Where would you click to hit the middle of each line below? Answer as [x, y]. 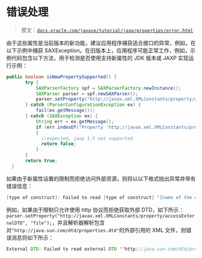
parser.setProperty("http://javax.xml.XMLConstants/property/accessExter [101, 216]
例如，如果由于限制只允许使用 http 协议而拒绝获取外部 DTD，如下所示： [95, 210]
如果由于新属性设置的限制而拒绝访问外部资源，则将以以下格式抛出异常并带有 [101, 179]
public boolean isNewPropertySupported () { [62, 77]
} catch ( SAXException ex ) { [61, 116]
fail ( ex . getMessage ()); [66, 111]
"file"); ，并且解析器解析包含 [68, 223]
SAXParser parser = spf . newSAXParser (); [87, 94]
